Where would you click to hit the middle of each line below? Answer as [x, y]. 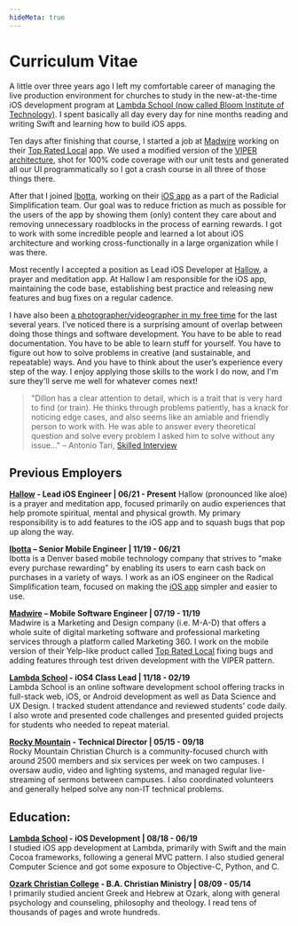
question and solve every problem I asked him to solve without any [153, 436]
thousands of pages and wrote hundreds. [85, 912]
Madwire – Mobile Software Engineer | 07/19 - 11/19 [105, 614]
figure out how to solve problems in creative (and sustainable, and [130, 352]
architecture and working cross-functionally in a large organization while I [144, 243]
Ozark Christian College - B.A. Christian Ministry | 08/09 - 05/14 [130, 884]
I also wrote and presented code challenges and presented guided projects [146, 716]
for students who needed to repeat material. [90, 725]
